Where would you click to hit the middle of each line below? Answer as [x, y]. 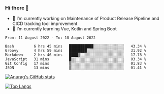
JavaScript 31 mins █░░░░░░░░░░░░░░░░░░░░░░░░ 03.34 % [76, 59]
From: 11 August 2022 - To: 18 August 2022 [50, 38]
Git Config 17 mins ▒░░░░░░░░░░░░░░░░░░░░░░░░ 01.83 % [76, 64]
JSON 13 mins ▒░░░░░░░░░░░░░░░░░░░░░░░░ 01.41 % [76, 68]
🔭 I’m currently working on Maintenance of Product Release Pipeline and [86, 19]
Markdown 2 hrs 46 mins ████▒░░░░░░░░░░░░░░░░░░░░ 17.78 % [76, 55]
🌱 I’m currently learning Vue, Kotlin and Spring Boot [65, 29]
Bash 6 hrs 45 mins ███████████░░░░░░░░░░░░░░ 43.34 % [76, 47]
